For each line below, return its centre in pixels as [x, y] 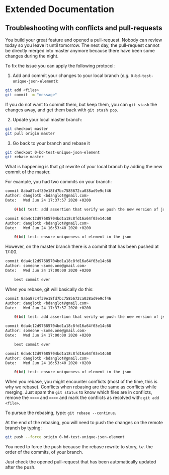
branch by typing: [23, 428]
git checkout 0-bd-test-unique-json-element [53, 152]
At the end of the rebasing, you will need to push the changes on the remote [84, 423]
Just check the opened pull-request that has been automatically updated [81, 462]
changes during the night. [32, 56]
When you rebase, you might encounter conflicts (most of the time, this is [81, 382]
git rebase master [24, 157]
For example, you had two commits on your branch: [59, 182]
